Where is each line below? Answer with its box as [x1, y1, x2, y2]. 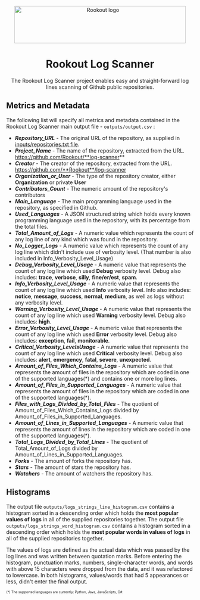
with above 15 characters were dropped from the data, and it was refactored [6, 565, 193, 572]
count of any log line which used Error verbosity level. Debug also [14, 331, 177, 338]
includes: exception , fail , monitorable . [14, 337, 110, 344]
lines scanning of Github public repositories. [46, 83, 154, 91]
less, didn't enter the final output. [6, 578, 87, 585]
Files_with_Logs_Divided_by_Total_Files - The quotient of [14, 400, 159, 408]
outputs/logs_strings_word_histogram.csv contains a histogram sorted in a [6, 522, 190, 529]
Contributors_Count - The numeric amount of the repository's [14, 185, 168, 192]
